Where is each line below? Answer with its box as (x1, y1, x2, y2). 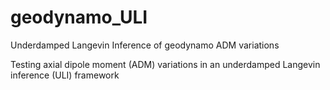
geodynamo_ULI (10, 6, 148, 29)
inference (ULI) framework (10, 69, 120, 81)
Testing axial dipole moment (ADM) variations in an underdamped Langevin (10, 58, 321, 70)
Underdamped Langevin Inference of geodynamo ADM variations (10, 39, 280, 51)
